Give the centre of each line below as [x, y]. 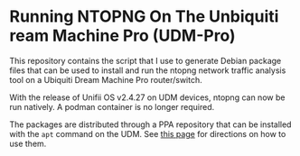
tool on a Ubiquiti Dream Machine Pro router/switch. [106, 79]
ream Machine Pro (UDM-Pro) [123, 36]
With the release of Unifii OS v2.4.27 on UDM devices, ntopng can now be [147, 97]
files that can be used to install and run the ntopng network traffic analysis [148, 70]
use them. [28, 143]
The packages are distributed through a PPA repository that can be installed [150, 124]
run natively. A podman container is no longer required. [112, 106]
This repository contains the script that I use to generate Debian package [145, 60]
